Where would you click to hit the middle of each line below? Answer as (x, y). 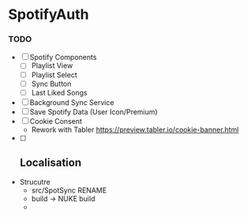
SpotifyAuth (49, 15)
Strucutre (35, 181)
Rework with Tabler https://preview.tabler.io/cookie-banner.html (135, 129)
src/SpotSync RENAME (69, 190)
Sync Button (51, 84)
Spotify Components (63, 58)
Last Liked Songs (60, 92)
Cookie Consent (56, 121)
